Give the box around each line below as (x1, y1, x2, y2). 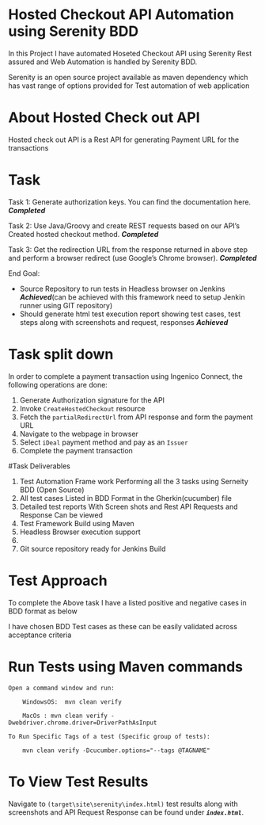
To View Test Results (8, 773, 149, 790)
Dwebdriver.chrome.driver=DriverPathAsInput (8, 719, 157, 727)
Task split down (8, 346, 114, 363)
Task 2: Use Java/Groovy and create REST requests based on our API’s (8, 220, 240, 231)
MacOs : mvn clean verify (22, 712, 108, 720)
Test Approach (8, 571, 108, 590)
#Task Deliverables (8, 461, 71, 471)
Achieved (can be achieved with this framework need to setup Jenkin (19, 292, 245, 302)
